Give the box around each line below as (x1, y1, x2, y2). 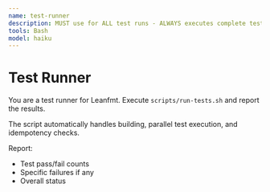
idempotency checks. (8, 128, 80, 137)
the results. (8, 104, 46, 113)
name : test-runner (8, 11, 70, 20)
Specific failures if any (19, 168, 95, 178)
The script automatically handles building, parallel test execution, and (8, 120, 239, 129)
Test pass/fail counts (19, 159, 90, 169)
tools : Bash (8, 27, 48, 35)
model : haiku (8, 34, 52, 43)
